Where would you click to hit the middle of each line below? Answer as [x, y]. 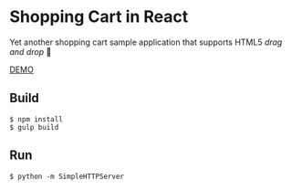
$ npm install [36, 119]
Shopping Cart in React [99, 17]
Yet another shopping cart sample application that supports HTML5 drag [146, 42]
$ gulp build [34, 127]
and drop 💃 [31, 51]
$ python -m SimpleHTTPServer [67, 176]
